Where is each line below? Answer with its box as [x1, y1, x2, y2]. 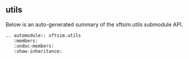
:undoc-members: [13, 43, 55, 49]
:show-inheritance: [13, 48, 62, 54]
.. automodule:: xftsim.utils [5, 33, 82, 39]
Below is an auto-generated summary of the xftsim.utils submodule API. [5, 20, 184, 28]
